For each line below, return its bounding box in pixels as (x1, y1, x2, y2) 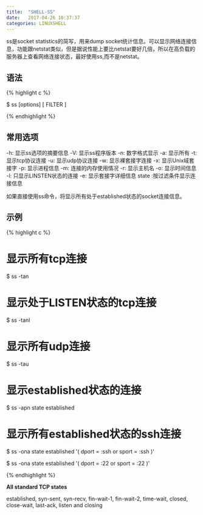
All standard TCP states (6, 483, 67, 491)
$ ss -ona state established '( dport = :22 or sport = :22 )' (6, 460, 150, 467)
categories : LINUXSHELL (6, 20, 67, 26)
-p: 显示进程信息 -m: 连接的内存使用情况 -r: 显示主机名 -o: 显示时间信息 (18, 165, 196, 171)
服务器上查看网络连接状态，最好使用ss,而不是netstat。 (6, 53, 143, 60)
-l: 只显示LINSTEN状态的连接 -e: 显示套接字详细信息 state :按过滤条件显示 (6, 172, 190, 179)
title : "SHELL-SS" (6, 9, 56, 15)
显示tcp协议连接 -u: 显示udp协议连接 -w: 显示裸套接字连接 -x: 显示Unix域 (6, 157, 190, 164)
